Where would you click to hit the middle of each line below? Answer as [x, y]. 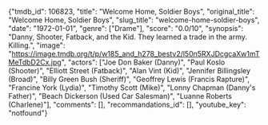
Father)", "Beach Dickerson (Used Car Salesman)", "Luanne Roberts [120, 96]
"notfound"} [28, 113]
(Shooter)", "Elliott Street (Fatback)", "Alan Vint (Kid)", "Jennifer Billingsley [129, 70]
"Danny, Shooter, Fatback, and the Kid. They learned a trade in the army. [128, 37]
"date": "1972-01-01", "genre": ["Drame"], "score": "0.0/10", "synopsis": [126, 28]
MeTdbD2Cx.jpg [35, 62]
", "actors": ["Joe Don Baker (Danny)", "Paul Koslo [143, 62]
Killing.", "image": [37, 45]
